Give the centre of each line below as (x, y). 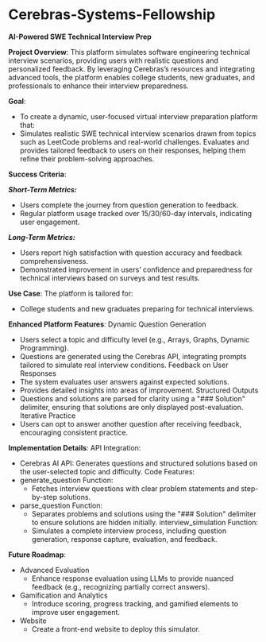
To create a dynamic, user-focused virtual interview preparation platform (139, 116)
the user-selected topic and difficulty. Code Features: (107, 471)
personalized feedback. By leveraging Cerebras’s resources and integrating (132, 68)
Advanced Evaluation (54, 570)
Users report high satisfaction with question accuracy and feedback (131, 253)
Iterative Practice (48, 416)
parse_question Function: (61, 505)
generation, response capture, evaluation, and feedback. (124, 539)
